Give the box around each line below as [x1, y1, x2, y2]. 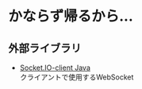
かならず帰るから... [8, 7, 133, 25]
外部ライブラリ [8, 41, 82, 55]
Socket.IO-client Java [19, 63, 91, 72]
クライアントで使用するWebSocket [19, 72, 134, 82]
